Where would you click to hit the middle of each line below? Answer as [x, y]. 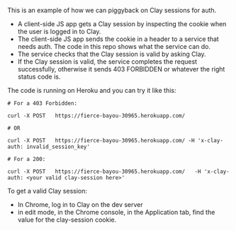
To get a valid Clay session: [47, 191]
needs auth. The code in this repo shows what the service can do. [114, 46]
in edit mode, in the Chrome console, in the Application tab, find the [116, 212]
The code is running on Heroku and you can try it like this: [92, 90]
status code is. [39, 77]
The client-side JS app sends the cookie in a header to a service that [118, 39]
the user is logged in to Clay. [59, 32]
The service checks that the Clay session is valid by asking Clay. [112, 54]
